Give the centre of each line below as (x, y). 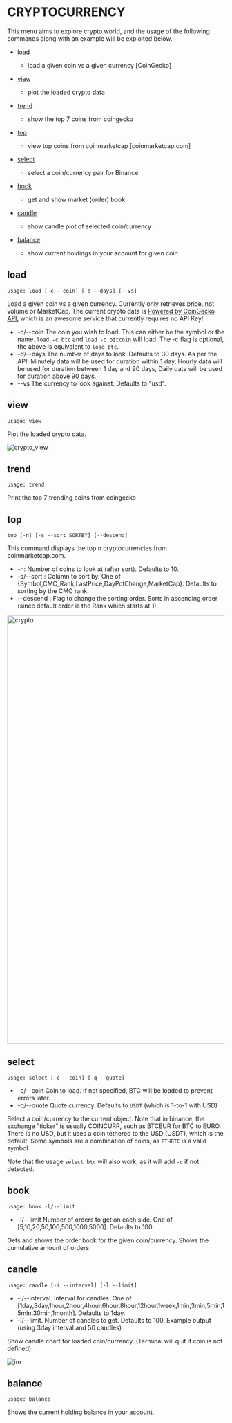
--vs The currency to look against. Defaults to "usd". (92, 383)
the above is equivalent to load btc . (68, 346)
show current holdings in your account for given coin (103, 253)
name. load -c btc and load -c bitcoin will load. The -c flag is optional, (120, 339)
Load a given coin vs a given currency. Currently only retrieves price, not (111, 303)
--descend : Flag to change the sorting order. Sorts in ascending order (117, 599)
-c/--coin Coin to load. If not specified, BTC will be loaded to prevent (115, 1090)
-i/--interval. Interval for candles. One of (75, 1298)
